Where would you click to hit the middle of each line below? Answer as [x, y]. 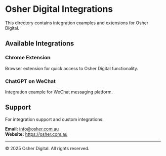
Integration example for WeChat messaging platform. [59, 92]
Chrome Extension [28, 58]
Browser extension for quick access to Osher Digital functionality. [72, 68]
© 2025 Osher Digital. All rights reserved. [47, 148]
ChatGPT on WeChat [30, 81]
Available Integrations [40, 44]
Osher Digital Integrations [59, 9]
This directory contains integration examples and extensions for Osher [77, 23]
